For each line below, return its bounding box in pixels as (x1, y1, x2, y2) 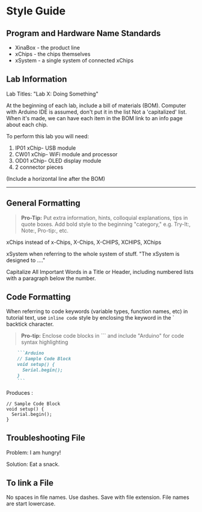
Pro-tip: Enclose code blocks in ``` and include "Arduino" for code (20, 332, 185, 340)
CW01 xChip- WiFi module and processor (14, 150, 118, 157)
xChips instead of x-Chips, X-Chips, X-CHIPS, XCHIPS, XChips (6, 239, 162, 246)
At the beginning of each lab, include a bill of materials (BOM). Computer (6, 102, 186, 109)
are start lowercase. (6, 500, 56, 507)
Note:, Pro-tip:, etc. (20, 227, 69, 234)
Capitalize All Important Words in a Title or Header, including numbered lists (6, 268, 194, 275)
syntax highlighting (20, 338, 69, 346)
